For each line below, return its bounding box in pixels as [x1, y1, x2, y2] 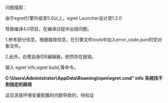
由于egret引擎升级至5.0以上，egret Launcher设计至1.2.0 [5, 15, 122, 21]
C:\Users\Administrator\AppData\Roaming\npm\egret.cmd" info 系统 [5, 75, 154, 81]
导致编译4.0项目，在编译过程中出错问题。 [5, 26, 92, 32]
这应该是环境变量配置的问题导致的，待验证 [5, 92, 94, 98]
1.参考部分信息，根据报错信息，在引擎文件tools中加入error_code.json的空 [5, 37, 158, 42]
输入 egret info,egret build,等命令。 [5, 65, 78, 70]
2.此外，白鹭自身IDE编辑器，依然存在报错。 [5, 54, 96, 60]
